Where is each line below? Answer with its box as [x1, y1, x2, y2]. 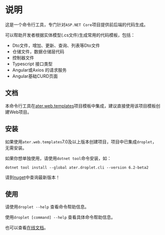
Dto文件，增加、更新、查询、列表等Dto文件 [12, 42, 100, 48]
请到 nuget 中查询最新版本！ [5, 174, 60, 180]
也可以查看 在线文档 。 [5, 225, 48, 231]
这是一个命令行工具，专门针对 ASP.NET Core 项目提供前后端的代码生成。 [5, 22, 148, 27]
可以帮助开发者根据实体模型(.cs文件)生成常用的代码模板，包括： [5, 32, 135, 38]
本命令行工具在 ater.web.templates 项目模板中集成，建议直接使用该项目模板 [5, 103, 156, 108]
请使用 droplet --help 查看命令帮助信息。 [5, 204, 90, 210]
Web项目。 [9, 109, 32, 115]
